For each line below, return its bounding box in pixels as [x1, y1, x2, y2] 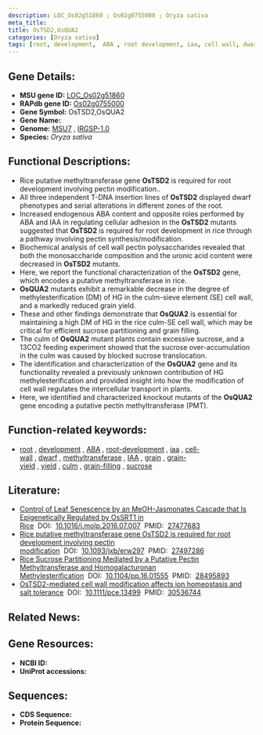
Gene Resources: [8, 637, 94, 651]
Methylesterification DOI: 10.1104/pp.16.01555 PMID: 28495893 [19, 571, 229, 580]
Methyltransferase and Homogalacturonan [19, 562, 157, 573]
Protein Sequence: [19, 719, 82, 728]
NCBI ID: [19, 658, 49, 668]
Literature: [8, 483, 61, 497]
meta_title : [8, 19, 47, 27]
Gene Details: [8, 70, 76, 83]
